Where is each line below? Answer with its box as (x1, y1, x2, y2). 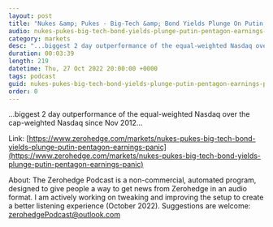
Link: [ (8, 134, 30, 143)
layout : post (8, 11, 53, 20)
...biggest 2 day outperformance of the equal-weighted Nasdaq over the (8, 109, 250, 119)
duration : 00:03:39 (8, 49, 75, 58)
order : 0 (8, 87, 38, 96)
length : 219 (8, 58, 49, 66)
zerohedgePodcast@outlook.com (8, 210, 121, 220)
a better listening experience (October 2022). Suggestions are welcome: (8, 201, 251, 211)
